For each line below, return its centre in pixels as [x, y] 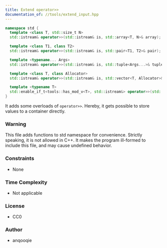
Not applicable [27, 193]
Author [14, 230]
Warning [16, 124]
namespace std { [22, 28]
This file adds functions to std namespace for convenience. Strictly [74, 135]
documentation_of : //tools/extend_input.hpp [52, 14]
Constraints [20, 158]
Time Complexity [26, 182]
